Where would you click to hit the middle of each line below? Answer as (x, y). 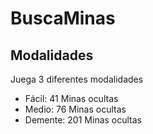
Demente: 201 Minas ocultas (83, 120)
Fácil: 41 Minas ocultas (71, 98)
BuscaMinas (63, 18)
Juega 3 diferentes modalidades (77, 79)
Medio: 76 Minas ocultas (75, 109)
